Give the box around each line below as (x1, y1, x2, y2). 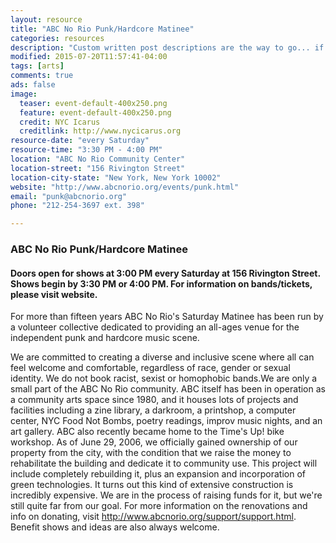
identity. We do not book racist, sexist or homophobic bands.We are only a (10, 372, 318, 385)
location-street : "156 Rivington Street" (10, 163, 186, 173)
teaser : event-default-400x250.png (19, 98, 168, 108)
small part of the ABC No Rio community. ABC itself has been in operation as (10, 383, 326, 395)
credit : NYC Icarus (19, 117, 101, 127)
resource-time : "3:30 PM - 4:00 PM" (10, 145, 163, 155)
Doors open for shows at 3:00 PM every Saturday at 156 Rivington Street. (10, 267, 321, 279)
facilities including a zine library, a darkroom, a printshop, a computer (10, 404, 297, 416)
